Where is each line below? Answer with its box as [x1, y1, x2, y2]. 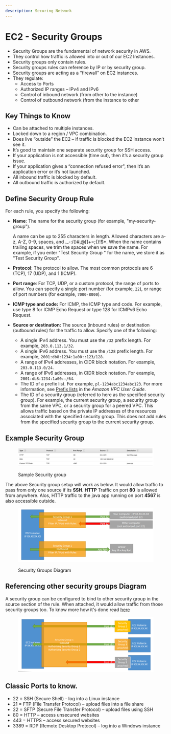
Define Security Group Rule [5, 195, 94, 203]
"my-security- [127, 218, 156, 224]
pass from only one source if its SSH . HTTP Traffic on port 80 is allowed [5, 487, 158, 493]
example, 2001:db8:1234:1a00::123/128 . [20, 354, 104, 360]
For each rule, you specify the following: [5, 208, 90, 214]
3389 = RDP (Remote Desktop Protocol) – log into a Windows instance [12, 722, 161, 729]
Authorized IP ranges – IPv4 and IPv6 [20, 86, 99, 92]
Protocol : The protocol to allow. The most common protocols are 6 [12, 265, 153, 271]
